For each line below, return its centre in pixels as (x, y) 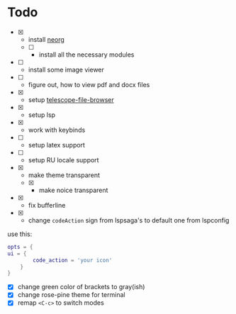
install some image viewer (66, 69)
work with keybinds (57, 130)
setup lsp (41, 115)
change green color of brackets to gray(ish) (81, 287)
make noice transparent (73, 190)
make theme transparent (64, 175)
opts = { (20, 247)
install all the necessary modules (86, 55)
